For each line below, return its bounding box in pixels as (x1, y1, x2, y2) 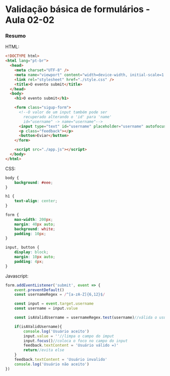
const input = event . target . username (14, 301, 94, 306)
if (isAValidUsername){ (14, 324, 62, 329)
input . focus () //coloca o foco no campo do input (23, 338, 128, 343)
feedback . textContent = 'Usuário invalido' (14, 357, 108, 362)
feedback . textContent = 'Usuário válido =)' (23, 343, 119, 348)
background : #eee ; (14, 180, 53, 185)
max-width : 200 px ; (14, 217, 53, 222)
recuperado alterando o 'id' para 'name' (23, 114, 112, 119)
